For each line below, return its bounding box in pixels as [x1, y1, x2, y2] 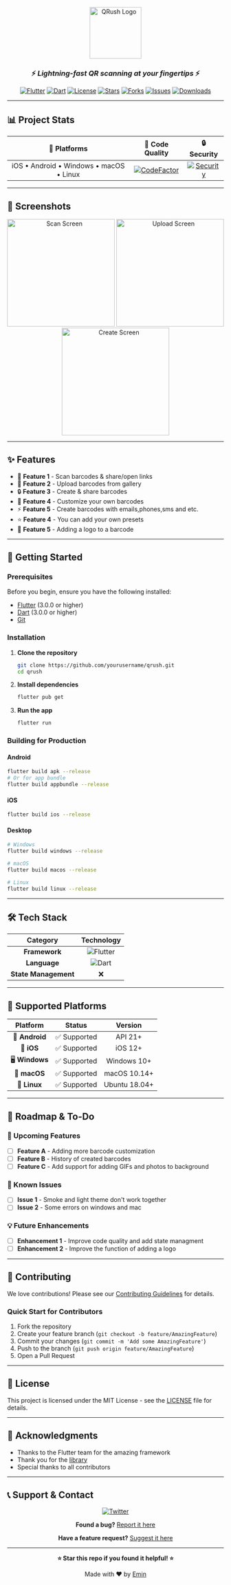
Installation [7, 633, 46, 643]
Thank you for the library [16, 1455, 88, 1464]
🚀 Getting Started [7, 552, 83, 563]
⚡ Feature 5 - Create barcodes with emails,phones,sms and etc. [16, 505, 199, 513]
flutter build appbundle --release [7, 781, 109, 788]
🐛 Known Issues [7, 1180, 62, 1189]
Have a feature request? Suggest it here [58, 1534, 173, 1542]
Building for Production [7, 736, 87, 746]
